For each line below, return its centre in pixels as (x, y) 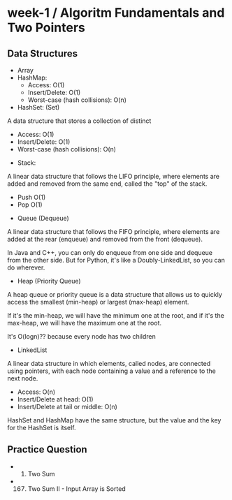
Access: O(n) (36, 392)
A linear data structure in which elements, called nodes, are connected (109, 363)
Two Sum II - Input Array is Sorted (77, 488)
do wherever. (26, 267)
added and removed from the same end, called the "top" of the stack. (107, 184)
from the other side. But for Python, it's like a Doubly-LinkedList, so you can (116, 260)
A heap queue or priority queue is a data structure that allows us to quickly (115, 294)
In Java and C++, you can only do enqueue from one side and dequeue (110, 252)
